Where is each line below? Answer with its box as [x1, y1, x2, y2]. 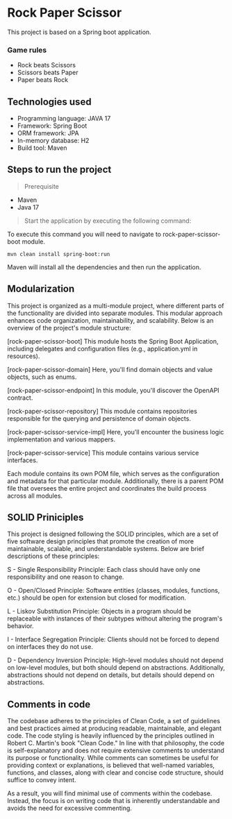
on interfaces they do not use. [7, 643, 94, 651]
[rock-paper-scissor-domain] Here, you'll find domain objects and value [7, 365, 213, 373]
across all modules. [7, 491, 63, 500]
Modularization [7, 283, 75, 295]
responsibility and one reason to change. [7, 573, 124, 581]
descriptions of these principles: [7, 552, 100, 560]
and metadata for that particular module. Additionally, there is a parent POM [7, 477, 224, 485]
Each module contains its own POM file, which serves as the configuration [7, 469, 220, 478]
